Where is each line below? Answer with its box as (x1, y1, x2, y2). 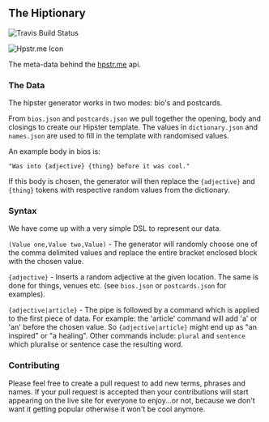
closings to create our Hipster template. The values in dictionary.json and (8, 122, 258, 132)
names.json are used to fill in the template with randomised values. (8, 131, 229, 141)
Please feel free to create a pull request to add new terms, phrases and (8, 378, 246, 388)
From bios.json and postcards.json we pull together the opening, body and (8, 113, 262, 124)
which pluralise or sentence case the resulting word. (8, 339, 184, 349)
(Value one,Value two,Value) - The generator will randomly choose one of (8, 239, 258, 249)
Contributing (8, 360, 60, 371)
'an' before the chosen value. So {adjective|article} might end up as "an (8, 322, 258, 332)
